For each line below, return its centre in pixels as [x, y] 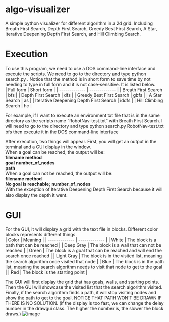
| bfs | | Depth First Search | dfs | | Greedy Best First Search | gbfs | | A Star [84, 95]
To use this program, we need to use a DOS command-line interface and [80, 68]
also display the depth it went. [36, 195]
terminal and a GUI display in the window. [48, 147]
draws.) [13, 314]
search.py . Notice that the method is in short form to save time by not [78, 79]
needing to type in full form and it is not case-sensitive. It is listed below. [80, 84]
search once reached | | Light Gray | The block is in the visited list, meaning [84, 256]
